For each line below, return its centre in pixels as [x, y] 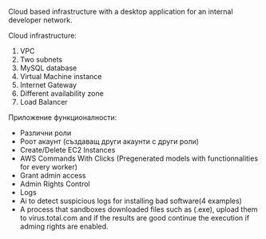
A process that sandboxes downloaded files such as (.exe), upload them [139, 209]
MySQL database [48, 68]
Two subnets [41, 60]
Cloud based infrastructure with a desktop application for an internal [121, 12]
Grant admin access [53, 175]
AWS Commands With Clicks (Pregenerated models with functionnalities [139, 158]
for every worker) [49, 167]
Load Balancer [44, 102]
